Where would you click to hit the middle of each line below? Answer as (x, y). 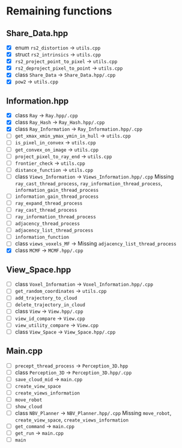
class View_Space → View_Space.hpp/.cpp (65, 331)
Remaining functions (59, 11)
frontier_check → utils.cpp (50, 163)
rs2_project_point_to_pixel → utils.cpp (66, 61)
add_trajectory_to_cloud (46, 298)
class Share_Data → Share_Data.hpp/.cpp (65, 75)
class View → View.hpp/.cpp (49, 311)
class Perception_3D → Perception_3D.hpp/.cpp (73, 372)
